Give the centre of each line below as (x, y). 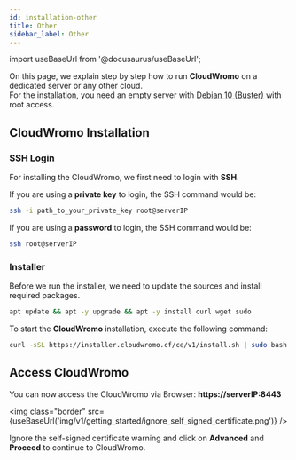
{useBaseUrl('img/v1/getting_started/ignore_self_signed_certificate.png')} (143, 420)
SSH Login (32, 158)
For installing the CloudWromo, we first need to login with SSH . (124, 178)
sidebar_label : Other (49, 34)
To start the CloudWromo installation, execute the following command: (139, 329)
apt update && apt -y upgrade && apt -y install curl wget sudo (130, 312)
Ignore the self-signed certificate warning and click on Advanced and (136, 438)
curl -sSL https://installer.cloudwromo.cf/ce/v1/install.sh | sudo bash (148, 345)
